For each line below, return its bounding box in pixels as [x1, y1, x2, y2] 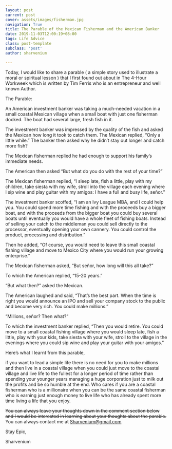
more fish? [5, 142, 28, 149]
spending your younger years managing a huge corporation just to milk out [5, 376, 164, 382]
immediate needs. [5, 158, 44, 164]
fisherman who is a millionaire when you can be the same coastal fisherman [5, 386, 166, 393]
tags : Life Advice [5, 36, 45, 42]
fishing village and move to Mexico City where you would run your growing [5, 247, 164, 253]
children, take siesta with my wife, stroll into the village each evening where [5, 183, 165, 190]
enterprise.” [5, 252, 30, 258]
